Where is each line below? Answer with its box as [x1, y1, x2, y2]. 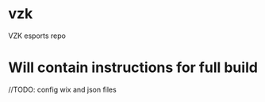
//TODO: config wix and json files [8, 85, 117, 94]
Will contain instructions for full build [8, 59, 258, 77]
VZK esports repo [8, 31, 66, 40]
